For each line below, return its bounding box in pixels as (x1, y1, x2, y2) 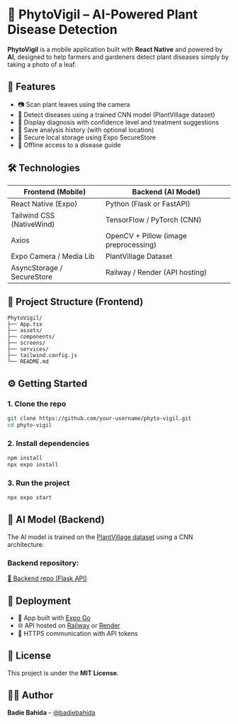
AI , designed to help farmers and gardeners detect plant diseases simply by (7, 53, 229, 61)
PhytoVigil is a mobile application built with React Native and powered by (7, 45, 223, 53)
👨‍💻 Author (7, 689, 54, 701)
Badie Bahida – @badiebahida (7, 708, 96, 717)
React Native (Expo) (11, 198, 78, 208)
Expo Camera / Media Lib (11, 251, 95, 261)
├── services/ (7, 346, 50, 353)
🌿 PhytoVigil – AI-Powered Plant (7, 6, 198, 23)
